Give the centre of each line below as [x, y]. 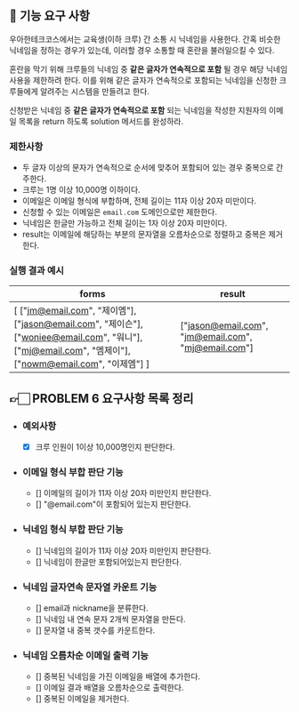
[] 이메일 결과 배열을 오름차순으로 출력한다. [109, 688]
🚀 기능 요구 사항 [50, 16]
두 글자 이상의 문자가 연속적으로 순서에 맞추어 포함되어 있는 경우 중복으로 [148, 168]
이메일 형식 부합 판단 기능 [73, 472]
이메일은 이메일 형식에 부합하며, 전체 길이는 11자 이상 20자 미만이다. [139, 201]
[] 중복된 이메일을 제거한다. [82, 699]
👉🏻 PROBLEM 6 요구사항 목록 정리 [101, 398]
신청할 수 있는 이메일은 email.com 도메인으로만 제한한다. [120, 212]
